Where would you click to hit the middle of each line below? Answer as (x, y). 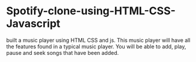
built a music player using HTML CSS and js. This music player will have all (98, 40)
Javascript (34, 24)
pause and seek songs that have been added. (63, 52)
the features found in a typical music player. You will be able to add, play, (96, 46)
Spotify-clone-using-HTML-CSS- (91, 11)
